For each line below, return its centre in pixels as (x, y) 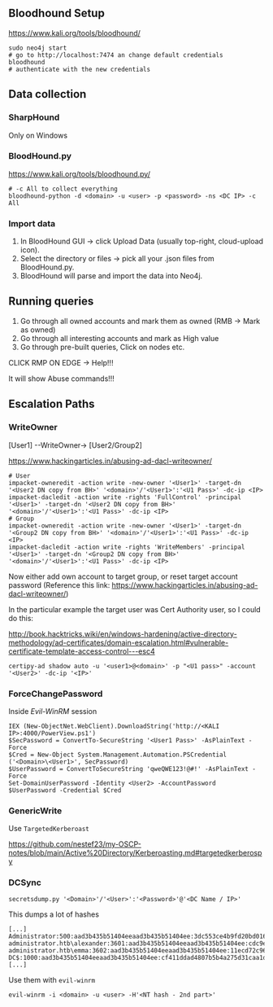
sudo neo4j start (38, 48)
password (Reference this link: (59, 584)
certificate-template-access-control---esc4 (82, 651)
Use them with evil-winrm (52, 980)
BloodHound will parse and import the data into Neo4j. (111, 276)
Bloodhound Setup (57, 13)
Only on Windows (38, 135)
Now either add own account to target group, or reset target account (123, 576)
